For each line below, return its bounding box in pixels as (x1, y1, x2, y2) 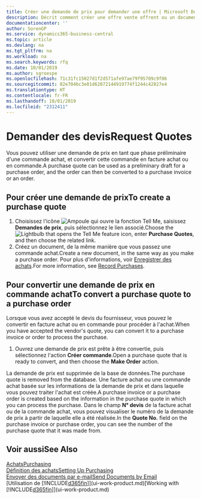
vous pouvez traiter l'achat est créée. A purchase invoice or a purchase (6, 389, 181, 396)
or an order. (6, 175, 35, 182)
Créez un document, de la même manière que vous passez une (14, 243, 171, 250)
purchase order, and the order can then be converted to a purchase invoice (6, 169, 192, 176)
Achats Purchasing (6, 460, 51, 467)
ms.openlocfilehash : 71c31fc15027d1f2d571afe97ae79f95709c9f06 (6, 76, 167, 82)
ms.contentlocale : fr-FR (6, 92, 68, 98)
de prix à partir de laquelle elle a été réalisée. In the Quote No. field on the (6, 414, 187, 422)
